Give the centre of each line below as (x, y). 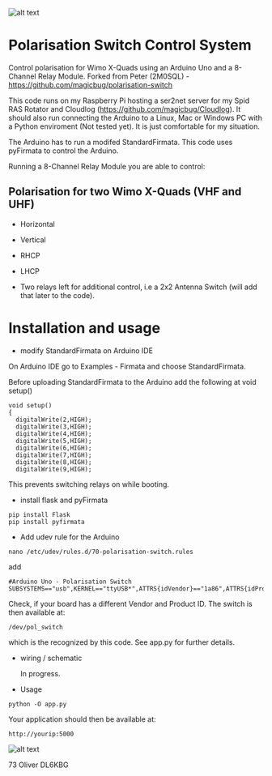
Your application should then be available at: (82, 719)
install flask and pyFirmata (64, 500)
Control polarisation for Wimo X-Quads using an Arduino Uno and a (121, 67)
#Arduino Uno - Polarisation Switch (70, 582)
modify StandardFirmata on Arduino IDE (87, 350)
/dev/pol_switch (36, 627)
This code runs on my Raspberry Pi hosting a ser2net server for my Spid (129, 100)
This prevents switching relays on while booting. (89, 484)
